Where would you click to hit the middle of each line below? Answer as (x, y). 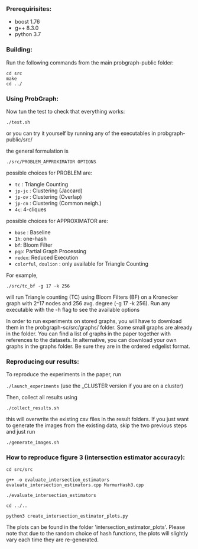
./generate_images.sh (33, 443)
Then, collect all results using (42, 398)
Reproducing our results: (43, 361)
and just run (21, 432)
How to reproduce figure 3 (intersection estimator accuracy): (95, 457)
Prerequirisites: (29, 9)
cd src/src (20, 470)
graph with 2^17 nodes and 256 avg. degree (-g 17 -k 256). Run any (88, 303)
